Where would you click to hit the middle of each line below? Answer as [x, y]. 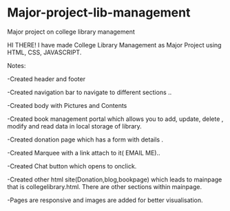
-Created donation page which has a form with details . [85, 140]
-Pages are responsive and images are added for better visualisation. [105, 200]
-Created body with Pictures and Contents [67, 105]
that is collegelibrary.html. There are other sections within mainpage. [104, 186]
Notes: [17, 65]
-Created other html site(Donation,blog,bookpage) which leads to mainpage [115, 179]
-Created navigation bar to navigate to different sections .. [90, 92]
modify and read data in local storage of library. [75, 126]
